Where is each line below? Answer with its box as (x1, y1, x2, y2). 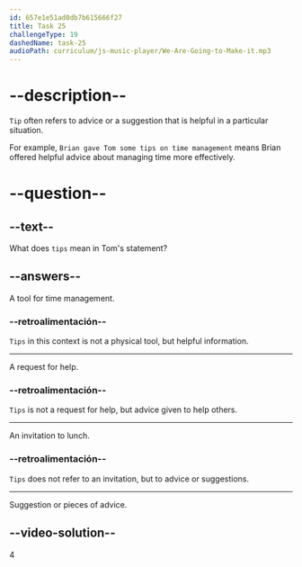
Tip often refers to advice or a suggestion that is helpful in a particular (9, 115, 269, 126)
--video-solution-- (9, 526, 116, 541)
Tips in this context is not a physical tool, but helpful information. (9, 336, 249, 346)
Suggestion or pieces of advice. (9, 499, 128, 509)
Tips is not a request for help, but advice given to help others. (9, 404, 238, 415)
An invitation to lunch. (9, 430, 90, 441)
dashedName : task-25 (9, 38, 87, 48)
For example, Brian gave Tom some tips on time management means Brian (9, 142, 281, 153)
